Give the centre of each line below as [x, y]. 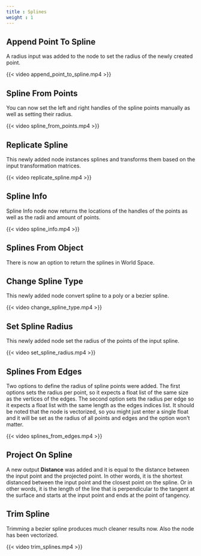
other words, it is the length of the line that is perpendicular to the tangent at [100, 489]
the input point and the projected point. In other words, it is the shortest [94, 476]
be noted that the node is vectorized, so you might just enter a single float [97, 411]
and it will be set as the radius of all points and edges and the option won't [98, 418]
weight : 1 [20, 17]
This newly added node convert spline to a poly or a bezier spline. [88, 296]
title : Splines [26, 12]
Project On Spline [39, 455]
